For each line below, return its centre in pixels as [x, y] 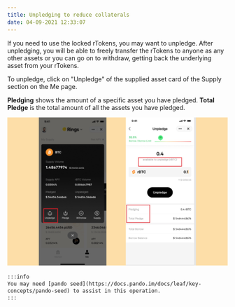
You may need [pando [37, 284]
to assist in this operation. [117, 291]
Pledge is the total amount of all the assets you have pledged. [96, 107]
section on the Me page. [42, 86]
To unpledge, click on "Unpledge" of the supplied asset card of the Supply [114, 79]
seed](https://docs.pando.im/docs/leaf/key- [135, 284]
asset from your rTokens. [43, 65]
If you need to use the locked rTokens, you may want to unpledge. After [110, 43]
